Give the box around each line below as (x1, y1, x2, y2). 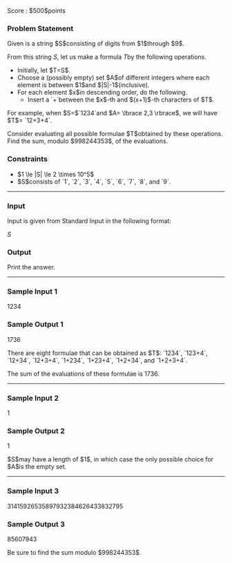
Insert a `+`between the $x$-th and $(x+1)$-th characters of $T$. (27, 95, 215, 104)
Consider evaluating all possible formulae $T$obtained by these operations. (7, 130, 223, 138)
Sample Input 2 (7, 393, 59, 403)
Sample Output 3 (7, 519, 66, 528)
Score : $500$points (7, 7, 66, 15)
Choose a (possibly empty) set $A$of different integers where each (17, 73, 211, 82)
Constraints (7, 154, 48, 164)
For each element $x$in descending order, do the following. (17, 88, 188, 97)
